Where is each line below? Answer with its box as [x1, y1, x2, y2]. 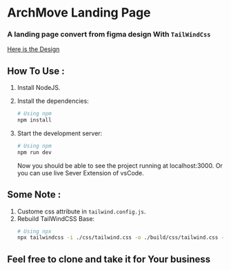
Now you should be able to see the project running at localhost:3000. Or [17, 161, 223, 170]
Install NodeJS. [17, 84, 61, 92]
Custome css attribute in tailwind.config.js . [17, 207, 146, 215]
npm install [17, 117, 52, 124]
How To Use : [7, 65, 65, 77]
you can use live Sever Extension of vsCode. [17, 168, 145, 177]
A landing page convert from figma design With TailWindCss [7, 30, 211, 39]
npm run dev [17, 148, 52, 156]
